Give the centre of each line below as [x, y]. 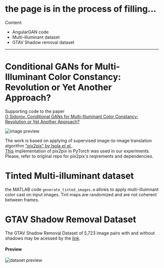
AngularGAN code [30, 32]
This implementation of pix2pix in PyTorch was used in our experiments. [78, 151]
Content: [14, 22]
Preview [13, 249]
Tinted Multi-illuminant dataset [70, 176]
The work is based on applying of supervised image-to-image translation [79, 141]
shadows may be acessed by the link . [43, 238]
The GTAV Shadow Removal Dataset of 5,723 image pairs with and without [80, 233]
